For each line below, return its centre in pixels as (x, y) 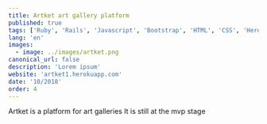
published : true (35, 23)
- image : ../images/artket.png (67, 52)
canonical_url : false (44, 60)
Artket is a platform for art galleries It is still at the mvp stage (107, 111)
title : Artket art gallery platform (69, 15)
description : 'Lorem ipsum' (55, 67)
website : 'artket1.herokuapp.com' (66, 74)
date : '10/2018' (35, 81)
